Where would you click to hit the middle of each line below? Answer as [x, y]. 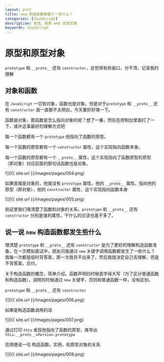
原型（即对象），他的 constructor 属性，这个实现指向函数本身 [66, 189]
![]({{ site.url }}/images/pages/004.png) [45, 173]
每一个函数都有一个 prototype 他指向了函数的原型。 [57, 136]
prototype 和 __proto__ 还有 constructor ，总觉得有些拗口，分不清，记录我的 [82, 68]
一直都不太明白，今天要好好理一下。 [76, 109]
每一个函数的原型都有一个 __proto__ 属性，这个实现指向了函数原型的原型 [78, 157]
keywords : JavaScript [27, 28]
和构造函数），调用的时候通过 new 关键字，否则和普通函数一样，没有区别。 [79, 279]
